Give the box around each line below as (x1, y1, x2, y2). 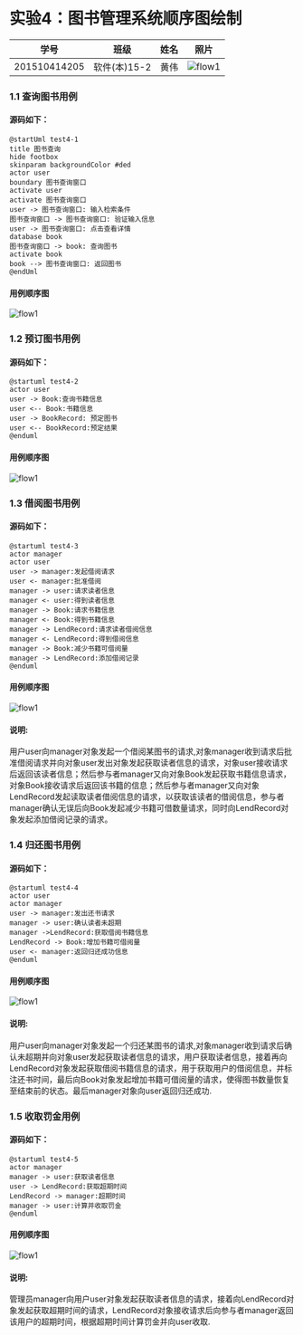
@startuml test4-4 (9, 883, 79, 892)
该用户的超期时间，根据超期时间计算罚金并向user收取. (9, 1316, 211, 1327)
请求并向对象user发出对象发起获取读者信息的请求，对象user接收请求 (33, 758, 289, 768)
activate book (9, 250, 63, 259)
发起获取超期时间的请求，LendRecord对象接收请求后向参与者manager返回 (16, 1305, 294, 1316)
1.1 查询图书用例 (9, 90, 79, 102)
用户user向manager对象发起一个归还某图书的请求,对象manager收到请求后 (9, 1040, 285, 1051)
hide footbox (9, 153, 59, 162)
